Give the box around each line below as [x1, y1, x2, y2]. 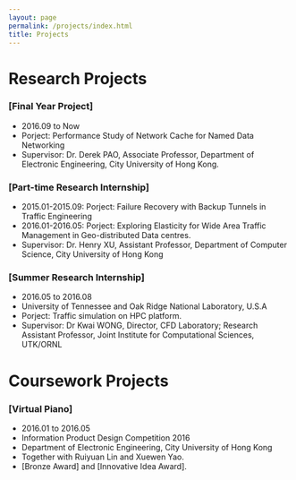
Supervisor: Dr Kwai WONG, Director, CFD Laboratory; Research [21, 320, 258, 331]
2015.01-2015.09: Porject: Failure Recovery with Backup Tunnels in [21, 201, 266, 212]
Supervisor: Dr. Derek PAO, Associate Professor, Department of [21, 149, 255, 159]
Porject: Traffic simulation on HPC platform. [21, 311, 182, 321]
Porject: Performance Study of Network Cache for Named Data [21, 130, 254, 141]
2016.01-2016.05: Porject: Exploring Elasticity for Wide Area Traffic [21, 220, 266, 231]
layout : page [8, 13, 57, 22]
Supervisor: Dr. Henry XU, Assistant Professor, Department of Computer [21, 239, 288, 251]
